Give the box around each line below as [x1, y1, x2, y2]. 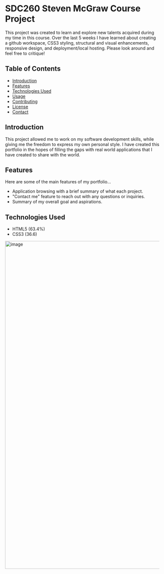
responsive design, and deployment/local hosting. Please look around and [5, 45, 155, 51]
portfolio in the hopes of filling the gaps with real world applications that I [5, 147, 153, 152]
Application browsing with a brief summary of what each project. [12, 188, 143, 194]
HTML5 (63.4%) [12, 226, 46, 232]
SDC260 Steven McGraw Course [5, 3, 141, 14]
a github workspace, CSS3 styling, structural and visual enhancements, [5, 40, 149, 46]
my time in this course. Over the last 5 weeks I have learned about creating [5, 35, 156, 41]
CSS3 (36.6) [12, 231, 38, 237]
